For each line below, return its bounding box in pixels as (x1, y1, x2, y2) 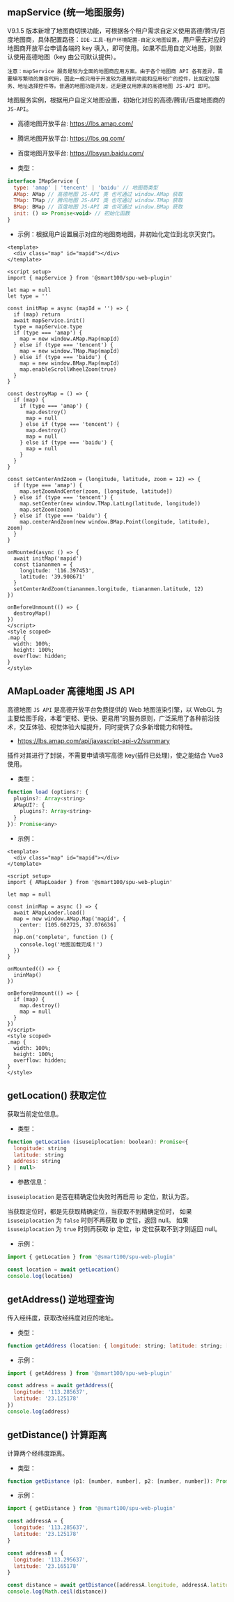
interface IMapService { (7, 177, 79, 185)
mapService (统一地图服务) (7, 6, 125, 19)
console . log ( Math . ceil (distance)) (7, 1588, 108, 1595)
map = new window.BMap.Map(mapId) (19, 360, 120, 367)
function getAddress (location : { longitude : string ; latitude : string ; (7, 1342, 223, 1349)
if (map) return (13, 311, 61, 318)
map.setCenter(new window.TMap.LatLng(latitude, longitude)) (19, 500, 201, 507)
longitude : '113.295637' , (13, 1556, 89, 1563)
